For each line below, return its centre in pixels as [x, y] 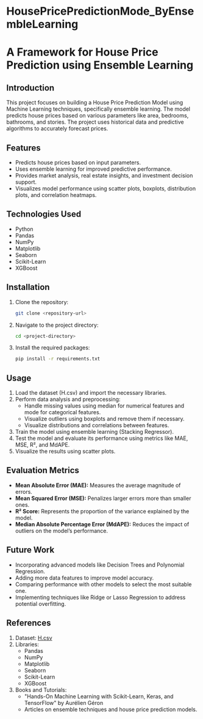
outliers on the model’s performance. [62, 531]
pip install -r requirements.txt [58, 359]
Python [24, 229]
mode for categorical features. [62, 412]
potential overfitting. [41, 603]
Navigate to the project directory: [57, 325]
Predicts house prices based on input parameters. [78, 162]
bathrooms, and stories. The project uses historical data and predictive [95, 122]
